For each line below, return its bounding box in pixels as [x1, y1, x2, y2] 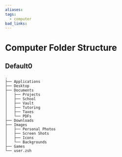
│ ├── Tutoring [5, 105, 41, 110]
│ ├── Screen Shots [5, 131, 49, 136]
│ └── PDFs [5, 114, 32, 119]
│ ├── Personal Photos [5, 127, 56, 132]
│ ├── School [5, 97, 36, 102]
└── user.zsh [5, 149, 32, 154]
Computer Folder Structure [5, 42, 117, 53]
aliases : [5, 7, 23, 12]
